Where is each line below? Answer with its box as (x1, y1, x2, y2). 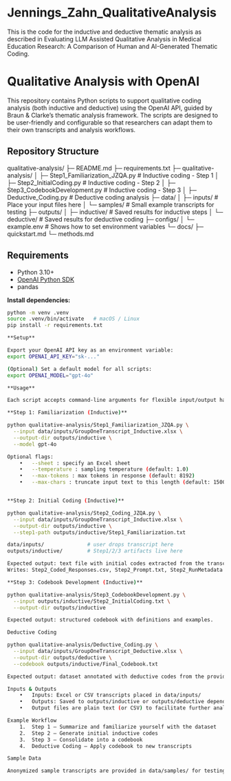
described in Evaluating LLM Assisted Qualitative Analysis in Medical (7, 34, 201, 43)
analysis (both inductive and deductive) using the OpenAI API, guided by (7, 103, 213, 111)
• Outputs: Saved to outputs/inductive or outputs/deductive (19, 698, 205, 705)
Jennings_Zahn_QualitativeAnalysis (7, 5, 217, 21)
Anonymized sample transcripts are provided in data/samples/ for (7, 767, 201, 775)
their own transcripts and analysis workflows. (7, 125, 136, 133)
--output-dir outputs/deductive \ (13, 654, 112, 661)
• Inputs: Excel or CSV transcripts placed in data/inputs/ (19, 692, 201, 699)
